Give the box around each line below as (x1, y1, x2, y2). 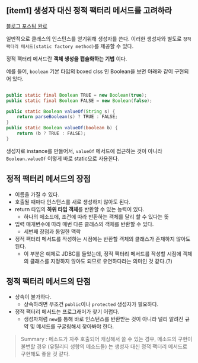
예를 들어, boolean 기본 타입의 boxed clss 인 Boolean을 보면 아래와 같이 (6, 68, 173, 75)
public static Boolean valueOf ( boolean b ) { (6, 125, 118, 131)
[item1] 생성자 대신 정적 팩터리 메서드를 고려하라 (6, 5, 172, 16)
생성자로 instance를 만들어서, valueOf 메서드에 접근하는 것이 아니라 (6, 147, 163, 154)
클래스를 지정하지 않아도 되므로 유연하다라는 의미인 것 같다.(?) (30, 257, 173, 265)
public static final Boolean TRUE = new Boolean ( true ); (6, 92, 147, 98)
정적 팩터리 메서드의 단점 (6, 276, 91, 286)
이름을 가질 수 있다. (14, 190, 59, 198)
